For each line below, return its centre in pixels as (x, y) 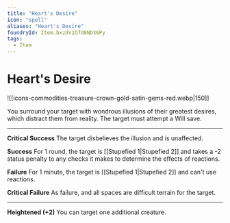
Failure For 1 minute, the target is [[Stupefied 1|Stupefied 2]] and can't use (112, 172)
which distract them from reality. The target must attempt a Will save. (104, 118)
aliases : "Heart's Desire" (46, 26)
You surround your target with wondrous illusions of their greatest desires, (112, 111)
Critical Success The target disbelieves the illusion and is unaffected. (105, 138)
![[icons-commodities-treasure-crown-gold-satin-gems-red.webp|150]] (108, 98)
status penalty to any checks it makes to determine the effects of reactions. (114, 159)
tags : (15, 39)
